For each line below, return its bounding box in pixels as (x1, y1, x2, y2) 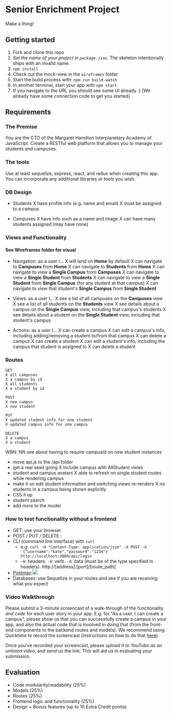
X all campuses (5, 373, 38, 378)
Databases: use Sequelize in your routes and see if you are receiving (12, 575, 158, 581)
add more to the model (12, 503, 61, 509)
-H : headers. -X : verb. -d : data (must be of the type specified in (20, 558, 154, 564)
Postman (12, 570, 32, 576)
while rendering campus (12, 475, 64, 482)
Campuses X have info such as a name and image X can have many (12, 216, 156, 222)
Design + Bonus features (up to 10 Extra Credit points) (12, 703, 127, 710)
